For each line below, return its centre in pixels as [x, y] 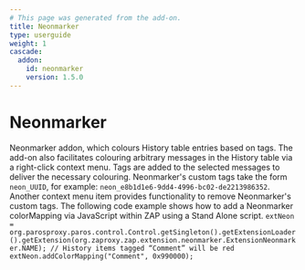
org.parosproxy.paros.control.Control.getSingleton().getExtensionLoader [153, 232]
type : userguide [40, 35]
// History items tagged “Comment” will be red [142, 248]
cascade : [26, 52]
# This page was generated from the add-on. [95, 18]
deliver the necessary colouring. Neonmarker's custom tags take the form [148, 177]
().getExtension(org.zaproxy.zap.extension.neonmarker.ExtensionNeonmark [153, 240]
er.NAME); [28, 248]
